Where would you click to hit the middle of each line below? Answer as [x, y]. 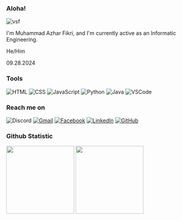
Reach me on [26, 107]
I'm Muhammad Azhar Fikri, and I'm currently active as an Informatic [91, 33]
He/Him [16, 51]
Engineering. [22, 40]
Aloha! [16, 8]
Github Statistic [30, 136]
